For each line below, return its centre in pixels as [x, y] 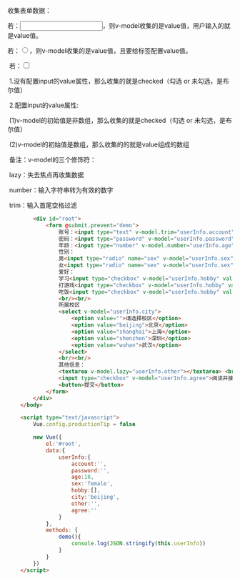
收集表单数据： [29, 10]
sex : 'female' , [92, 484]
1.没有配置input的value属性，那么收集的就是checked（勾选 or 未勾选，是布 [119, 81]
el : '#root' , [63, 444]
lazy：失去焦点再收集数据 [46, 175]
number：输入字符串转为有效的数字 [61, 190]
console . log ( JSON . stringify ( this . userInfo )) [138, 544]
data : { [55, 450]
